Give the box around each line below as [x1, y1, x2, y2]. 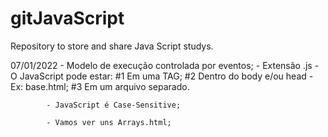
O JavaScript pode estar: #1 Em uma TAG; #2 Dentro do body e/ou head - [10, 70, 314, 82]
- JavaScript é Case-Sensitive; [46, 100, 182, 110]
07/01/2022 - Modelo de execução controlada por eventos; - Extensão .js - [10, 59, 320, 71]
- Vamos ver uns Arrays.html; [46, 117, 172, 127]
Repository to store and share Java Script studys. [10, 40, 214, 52]
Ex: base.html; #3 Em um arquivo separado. [10, 80, 190, 92]
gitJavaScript [10, 7, 125, 30]
